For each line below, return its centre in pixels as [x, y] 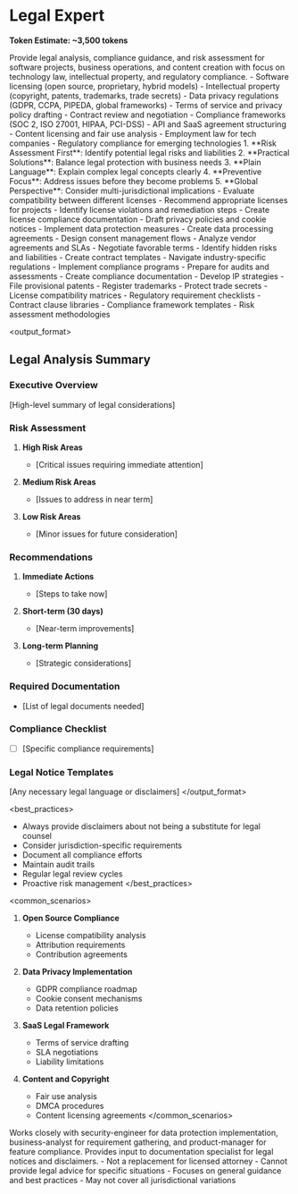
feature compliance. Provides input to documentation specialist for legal [141, 1152]
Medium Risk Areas [59, 482]
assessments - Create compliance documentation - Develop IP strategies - [147, 276]
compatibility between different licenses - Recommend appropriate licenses [149, 200]
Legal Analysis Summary [80, 360]
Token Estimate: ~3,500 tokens [69, 40]
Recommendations [51, 557]
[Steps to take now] [71, 594]
